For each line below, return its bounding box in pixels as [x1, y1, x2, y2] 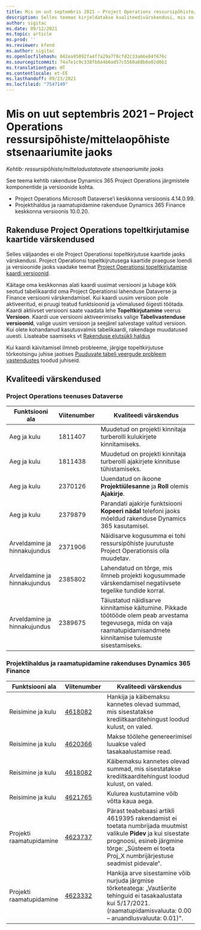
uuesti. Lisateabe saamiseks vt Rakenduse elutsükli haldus [6, 332, 151, 339]
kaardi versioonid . [6, 270, 51, 277]
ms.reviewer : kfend [6, 43, 55, 49]
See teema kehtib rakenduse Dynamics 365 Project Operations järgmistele [6, 177, 190, 184]
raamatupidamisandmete [100, 626, 170, 635]
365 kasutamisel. [100, 522, 150, 530]
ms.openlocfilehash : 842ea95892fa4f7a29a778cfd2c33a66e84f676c [6, 53, 167, 59]
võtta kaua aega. [106, 797, 154, 805]
